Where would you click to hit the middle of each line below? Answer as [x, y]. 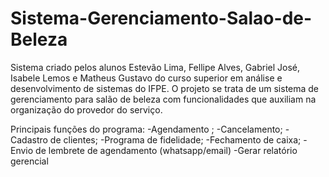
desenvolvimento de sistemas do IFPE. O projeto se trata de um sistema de [165, 88]
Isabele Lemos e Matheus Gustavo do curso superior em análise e [146, 78]
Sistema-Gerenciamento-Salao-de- [161, 18]
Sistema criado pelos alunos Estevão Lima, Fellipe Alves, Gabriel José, [155, 67]
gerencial [29, 161]
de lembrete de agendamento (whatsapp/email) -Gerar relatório [166, 150]
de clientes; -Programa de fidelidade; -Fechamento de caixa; [175, 139]
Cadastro [29, 139]
